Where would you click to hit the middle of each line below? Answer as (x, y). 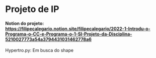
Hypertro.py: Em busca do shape (40, 50)
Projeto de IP (32, 9)
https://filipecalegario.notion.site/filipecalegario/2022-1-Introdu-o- (78, 28)
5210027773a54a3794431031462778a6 (49, 39)
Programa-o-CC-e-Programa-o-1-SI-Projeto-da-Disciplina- (69, 34)
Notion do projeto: (25, 23)
